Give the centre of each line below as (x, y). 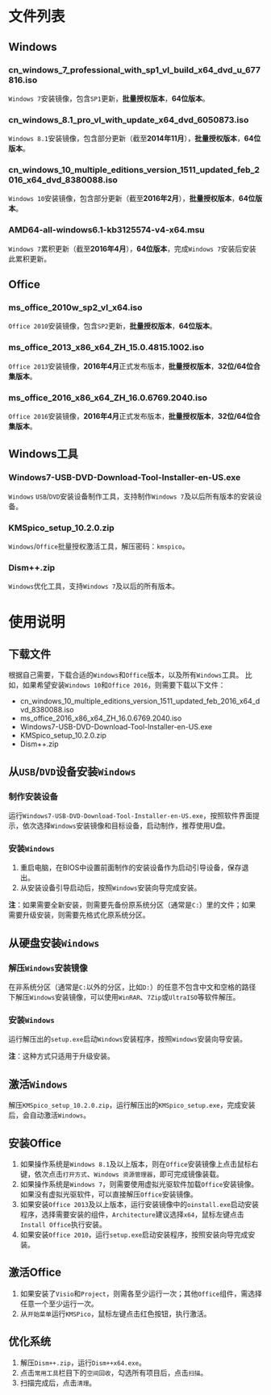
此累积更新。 (29, 258)
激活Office (35, 1273)
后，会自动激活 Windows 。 (50, 1115)
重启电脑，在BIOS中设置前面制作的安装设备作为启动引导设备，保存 (131, 867)
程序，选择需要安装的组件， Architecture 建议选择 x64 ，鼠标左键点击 (132, 1214)
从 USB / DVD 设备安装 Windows (72, 771)
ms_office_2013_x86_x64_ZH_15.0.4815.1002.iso (106, 348)
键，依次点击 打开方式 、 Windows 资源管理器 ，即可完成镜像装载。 (122, 1174)
